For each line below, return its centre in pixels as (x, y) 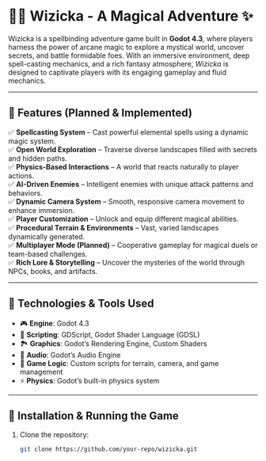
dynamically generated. (47, 236)
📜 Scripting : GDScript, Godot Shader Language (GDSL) (110, 334)
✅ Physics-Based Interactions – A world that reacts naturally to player (123, 166)
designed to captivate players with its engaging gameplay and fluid (118, 72)
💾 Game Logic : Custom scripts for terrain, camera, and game (119, 363)
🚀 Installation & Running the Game (94, 415)
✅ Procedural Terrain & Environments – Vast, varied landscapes (114, 227)
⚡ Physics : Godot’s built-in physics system (89, 380)
